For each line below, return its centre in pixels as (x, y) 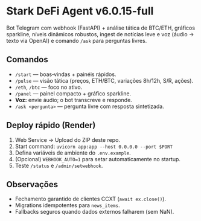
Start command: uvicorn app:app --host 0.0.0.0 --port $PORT (94, 146)
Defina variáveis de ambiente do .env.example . (73, 153)
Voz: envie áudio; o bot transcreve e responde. (74, 100)
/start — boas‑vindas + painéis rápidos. (65, 74)
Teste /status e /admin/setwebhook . (59, 165)
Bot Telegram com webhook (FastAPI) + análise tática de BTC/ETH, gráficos (101, 28)
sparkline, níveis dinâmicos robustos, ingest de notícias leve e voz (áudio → (100, 34)
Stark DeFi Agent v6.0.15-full (80, 11)
